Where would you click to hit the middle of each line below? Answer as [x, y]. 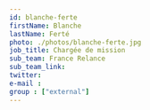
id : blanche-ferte [43, 17]
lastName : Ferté [39, 34]
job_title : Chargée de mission [67, 51]
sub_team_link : [37, 67]
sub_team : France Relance [57, 59]
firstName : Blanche [46, 26]
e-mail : [25, 83]
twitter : [25, 75]
